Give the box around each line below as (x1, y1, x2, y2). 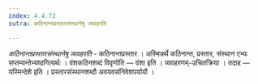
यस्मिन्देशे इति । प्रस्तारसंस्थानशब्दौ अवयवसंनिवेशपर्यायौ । (8, 66, 155, 77)
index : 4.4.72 (8, 11, 57, 20)
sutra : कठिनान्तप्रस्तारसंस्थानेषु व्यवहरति (8, 19, 107, 27)
